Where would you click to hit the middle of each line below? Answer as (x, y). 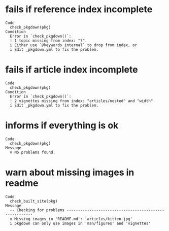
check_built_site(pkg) (34, 201)
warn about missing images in (70, 172)
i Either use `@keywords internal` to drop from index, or (74, 45)
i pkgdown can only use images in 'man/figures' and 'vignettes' (80, 223)
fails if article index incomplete (72, 70)
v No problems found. (33, 152)
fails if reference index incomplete (79, 9)
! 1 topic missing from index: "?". (48, 41)
